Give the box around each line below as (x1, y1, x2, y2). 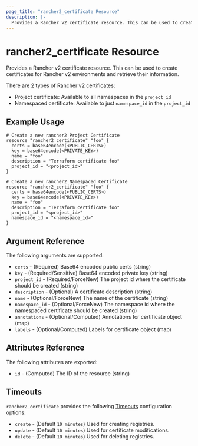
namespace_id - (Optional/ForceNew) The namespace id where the (14, 300, 175, 308)
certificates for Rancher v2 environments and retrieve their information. (6, 71, 179, 78)
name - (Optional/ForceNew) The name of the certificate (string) (14, 294, 169, 301)
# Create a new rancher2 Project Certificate (6, 133, 120, 138)
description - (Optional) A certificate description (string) (14, 288, 153, 295)
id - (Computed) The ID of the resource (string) (14, 369, 130, 377)
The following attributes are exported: (6, 358, 98, 365)
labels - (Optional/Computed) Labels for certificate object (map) (14, 325, 172, 333)
